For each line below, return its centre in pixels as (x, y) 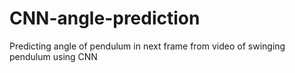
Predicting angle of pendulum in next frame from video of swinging (147, 46)
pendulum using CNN (53, 56)
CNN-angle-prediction (105, 18)
